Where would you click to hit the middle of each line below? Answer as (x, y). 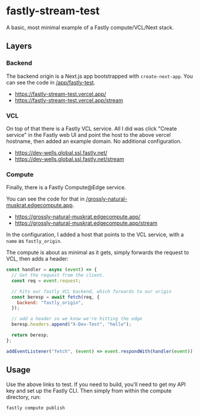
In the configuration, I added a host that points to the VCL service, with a (95, 235)
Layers (19, 46)
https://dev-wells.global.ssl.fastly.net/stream (69, 159)
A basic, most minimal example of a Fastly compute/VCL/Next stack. (90, 27)
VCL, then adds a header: (37, 259)
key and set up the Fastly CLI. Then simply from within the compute (89, 390)
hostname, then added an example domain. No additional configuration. (94, 141)
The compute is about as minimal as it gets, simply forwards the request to (98, 253)
